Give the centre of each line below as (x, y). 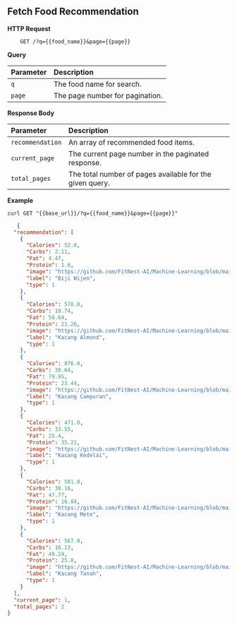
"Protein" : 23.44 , (53, 383)
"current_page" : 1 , (42, 600)
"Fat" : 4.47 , (45, 259)
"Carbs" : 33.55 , (50, 429)
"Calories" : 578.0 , (54, 304)
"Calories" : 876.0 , (54, 364)
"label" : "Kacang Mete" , (62, 515)
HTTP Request (29, 28)
